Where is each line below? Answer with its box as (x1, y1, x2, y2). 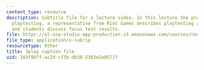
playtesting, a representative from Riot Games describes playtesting (12, 20, 194, 26)
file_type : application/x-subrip (6, 37, 91, 43)
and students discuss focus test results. (12, 26, 121, 32)
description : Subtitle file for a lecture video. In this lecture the (6, 15, 189, 21)
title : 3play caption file (6, 49, 75, 55)
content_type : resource (6, 9, 67, 15)
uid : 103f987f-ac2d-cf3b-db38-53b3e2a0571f (6, 54, 118, 60)
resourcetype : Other (6, 43, 59, 49)
